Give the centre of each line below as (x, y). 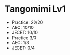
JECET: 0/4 (23, 48)
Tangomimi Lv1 (35, 9)
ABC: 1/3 (20, 42)
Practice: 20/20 (27, 22)
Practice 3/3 (24, 38)
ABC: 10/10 (22, 27)
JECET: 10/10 (25, 32)
